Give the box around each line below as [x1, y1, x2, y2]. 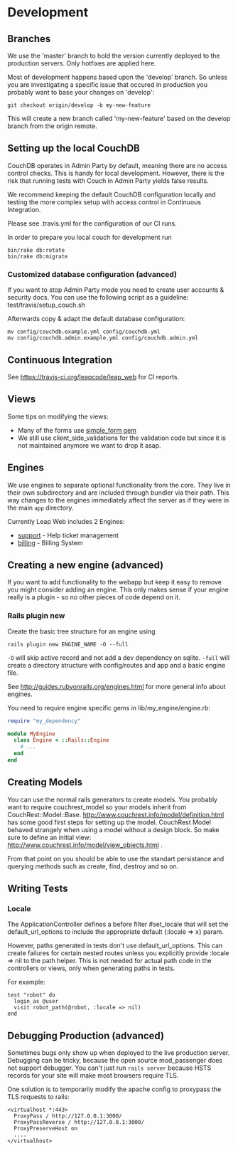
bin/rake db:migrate [7, 253, 69, 260]
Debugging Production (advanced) [7, 1029, 165, 1041]
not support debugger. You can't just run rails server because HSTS [7, 1063, 212, 1072]
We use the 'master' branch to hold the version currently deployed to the [7, 51, 220, 60]
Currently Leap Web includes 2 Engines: [7, 517, 126, 525]
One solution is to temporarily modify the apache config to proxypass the [7, 1085, 222, 1093]
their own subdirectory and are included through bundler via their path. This [7, 488, 229, 497]
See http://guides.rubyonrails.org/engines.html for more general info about [7, 682, 226, 690]
